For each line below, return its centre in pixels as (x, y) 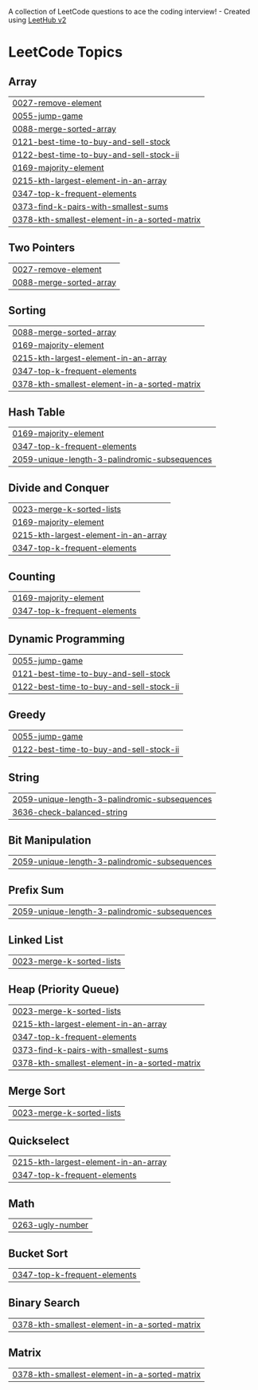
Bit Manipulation (50, 840)
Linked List (36, 940)
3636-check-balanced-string (70, 812)
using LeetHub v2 (37, 20)
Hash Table (37, 413)
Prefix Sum (36, 890)
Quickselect (39, 1141)
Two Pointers (42, 248)
